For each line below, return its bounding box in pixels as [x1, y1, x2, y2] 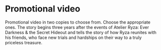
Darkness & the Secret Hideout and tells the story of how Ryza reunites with [5, 29, 157, 35]
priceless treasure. [5, 39, 43, 45]
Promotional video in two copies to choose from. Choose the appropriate [5, 19, 151, 25]
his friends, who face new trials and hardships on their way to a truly [5, 35, 142, 40]
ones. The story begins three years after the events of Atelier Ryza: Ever [5, 24, 149, 30]
